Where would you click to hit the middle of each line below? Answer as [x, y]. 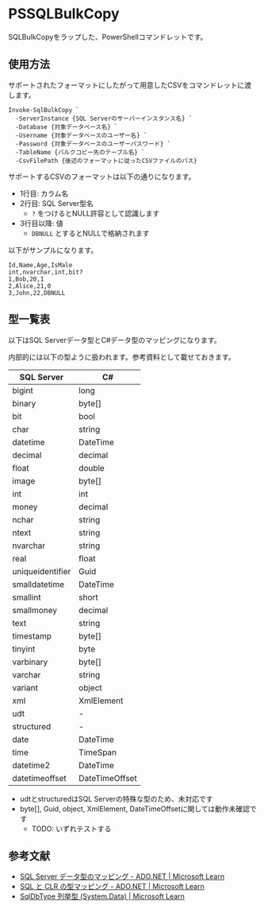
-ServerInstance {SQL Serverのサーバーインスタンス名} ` [104, 118]
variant [25, 687]
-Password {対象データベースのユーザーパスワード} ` [93, 144]
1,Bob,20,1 [26, 279]
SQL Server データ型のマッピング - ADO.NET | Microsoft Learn [122, 876]
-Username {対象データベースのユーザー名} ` [82, 135]
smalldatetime [38, 584]
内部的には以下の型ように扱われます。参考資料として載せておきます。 [122, 357]
